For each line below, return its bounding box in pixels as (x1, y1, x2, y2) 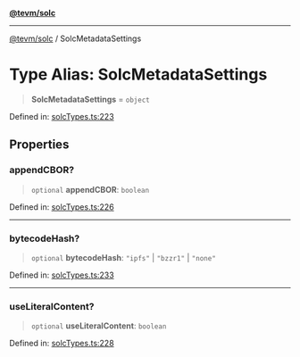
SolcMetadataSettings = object (30, 94, 150, 104)
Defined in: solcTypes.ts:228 (9, 338, 114, 349)
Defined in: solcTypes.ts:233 (9, 270, 114, 280)
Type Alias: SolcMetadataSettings (9, 64, 268, 85)
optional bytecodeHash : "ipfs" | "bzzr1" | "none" (30, 252, 216, 262)
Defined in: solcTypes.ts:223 (9, 111, 114, 121)
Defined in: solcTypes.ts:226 (9, 201, 114, 212)
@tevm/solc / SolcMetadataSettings (9, 33, 142, 44)
